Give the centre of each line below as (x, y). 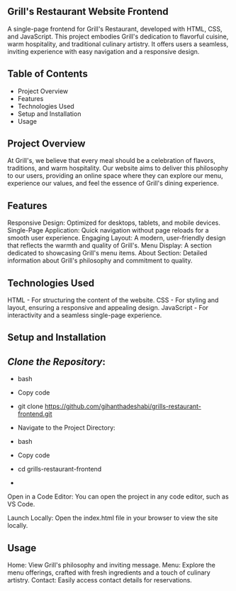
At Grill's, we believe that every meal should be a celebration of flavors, (111, 161)
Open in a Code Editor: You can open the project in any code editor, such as (118, 496)
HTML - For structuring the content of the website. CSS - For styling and (113, 300)
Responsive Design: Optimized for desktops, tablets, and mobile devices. (114, 223)
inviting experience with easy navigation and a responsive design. (103, 51)
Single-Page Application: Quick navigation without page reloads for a (108, 230)
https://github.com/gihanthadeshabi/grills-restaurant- (123, 406)
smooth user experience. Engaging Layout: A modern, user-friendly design (117, 238)
